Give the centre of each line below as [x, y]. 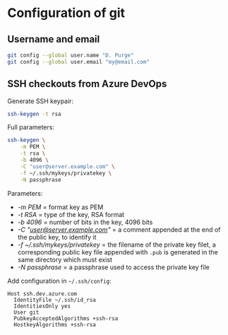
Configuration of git [66, 13]
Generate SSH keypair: [41, 101]
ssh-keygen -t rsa [34, 114]
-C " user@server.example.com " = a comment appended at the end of [119, 229]
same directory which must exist [65, 259]
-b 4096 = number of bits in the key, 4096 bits [85, 222]
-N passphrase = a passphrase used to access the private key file [113, 267]
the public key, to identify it [57, 237]
